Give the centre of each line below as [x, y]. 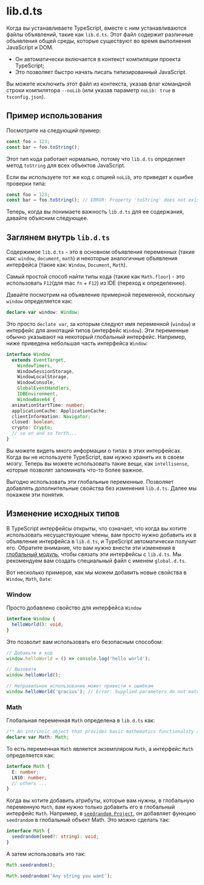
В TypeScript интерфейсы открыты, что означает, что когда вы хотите [97, 528]
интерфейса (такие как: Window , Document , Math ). [67, 265]
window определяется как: [39, 301]
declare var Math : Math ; [38, 737]
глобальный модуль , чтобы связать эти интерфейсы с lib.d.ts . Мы [94, 554]
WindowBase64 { [36, 399]
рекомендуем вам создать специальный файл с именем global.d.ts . [96, 560]
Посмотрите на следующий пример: [54, 130]
